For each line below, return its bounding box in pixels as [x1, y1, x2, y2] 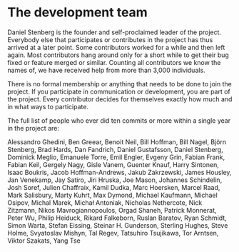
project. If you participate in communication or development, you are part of [7, 87, 230, 96]
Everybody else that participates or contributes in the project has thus [7, 35, 213, 44]
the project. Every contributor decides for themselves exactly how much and [7, 94, 233, 104]
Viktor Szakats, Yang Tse [7, 236, 81, 245]
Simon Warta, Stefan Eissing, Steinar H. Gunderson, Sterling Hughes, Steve [7, 221, 228, 229]
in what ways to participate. [7, 102, 89, 111]
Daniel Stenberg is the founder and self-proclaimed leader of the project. [7, 28, 222, 36]
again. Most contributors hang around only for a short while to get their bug [7, 51, 230, 59]
